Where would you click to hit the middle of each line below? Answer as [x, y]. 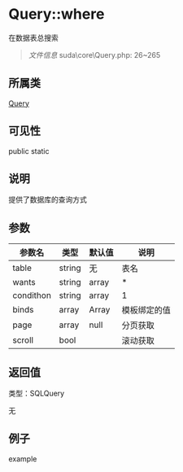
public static [29, 151]
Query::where [57, 14]
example [23, 459]
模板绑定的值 [146, 310]
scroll [23, 340]
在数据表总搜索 [33, 37]
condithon [32, 295]
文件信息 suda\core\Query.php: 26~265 [94, 55]
